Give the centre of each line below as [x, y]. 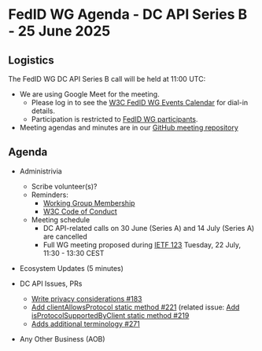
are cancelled [65, 236]
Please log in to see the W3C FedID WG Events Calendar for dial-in [140, 102]
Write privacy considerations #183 [87, 298]
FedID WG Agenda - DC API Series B [128, 15]
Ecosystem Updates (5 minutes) [72, 268]
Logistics [31, 60]
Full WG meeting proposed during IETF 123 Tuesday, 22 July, [142, 244]
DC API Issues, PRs [51, 283]
